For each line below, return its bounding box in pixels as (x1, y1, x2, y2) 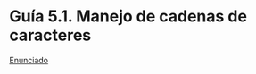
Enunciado (9, 54, 49, 65)
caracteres (9, 25, 92, 45)
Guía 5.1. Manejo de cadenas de (9, 6, 248, 27)
